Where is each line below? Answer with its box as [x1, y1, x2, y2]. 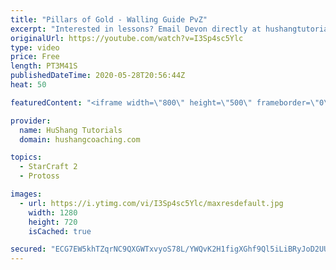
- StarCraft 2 [19, 162, 78, 172]
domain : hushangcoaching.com [19, 134, 141, 145]
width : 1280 [28, 207, 78, 218]
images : [10, 189, 43, 199]
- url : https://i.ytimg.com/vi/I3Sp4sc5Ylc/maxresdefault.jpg [19, 198, 284, 208]
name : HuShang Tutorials [19, 125, 123, 135]
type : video [10, 42, 60, 53]
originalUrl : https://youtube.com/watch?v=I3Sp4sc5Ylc [10, 33, 244, 43]
